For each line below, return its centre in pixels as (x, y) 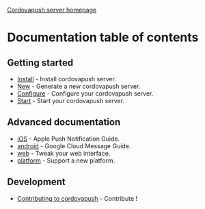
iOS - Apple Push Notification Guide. (68, 139)
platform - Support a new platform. (66, 161)
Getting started (40, 62)
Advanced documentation (64, 122)
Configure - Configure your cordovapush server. (85, 94)
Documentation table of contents (103, 38)
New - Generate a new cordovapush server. (79, 86)
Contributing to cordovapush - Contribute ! (77, 198)
